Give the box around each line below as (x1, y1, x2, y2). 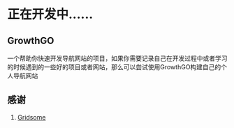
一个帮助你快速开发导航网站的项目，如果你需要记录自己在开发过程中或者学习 (7, 54, 228, 62)
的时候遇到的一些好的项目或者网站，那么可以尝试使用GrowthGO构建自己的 (7, 63, 221, 71)
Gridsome (17, 113, 46, 121)
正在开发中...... (7, 6, 94, 22)
